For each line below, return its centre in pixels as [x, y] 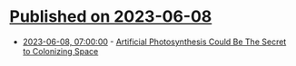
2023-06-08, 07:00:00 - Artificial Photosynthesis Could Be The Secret [154, 42]
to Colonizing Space [60, 51]
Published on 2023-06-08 [111, 17]
